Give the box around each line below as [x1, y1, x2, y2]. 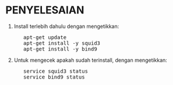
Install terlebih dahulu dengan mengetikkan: [13, 23, 119, 30]
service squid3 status [23, 68, 89, 75]
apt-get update [23, 34, 67, 41]
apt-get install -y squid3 [23, 40, 100, 47]
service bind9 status [23, 73, 85, 80]
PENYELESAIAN [5, 3, 84, 17]
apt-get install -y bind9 [23, 45, 97, 52]
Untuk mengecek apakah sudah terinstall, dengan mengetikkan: [13, 56, 167, 63]
